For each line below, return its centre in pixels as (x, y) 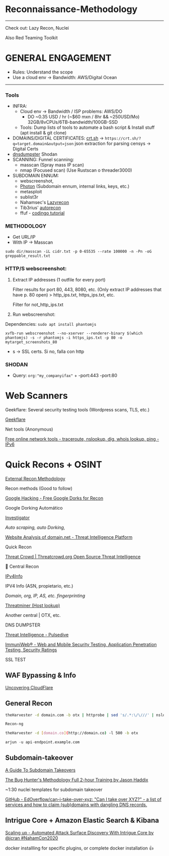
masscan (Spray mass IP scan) (52, 165)
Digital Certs (25, 149)
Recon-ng (14, 724)
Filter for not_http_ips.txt (38, 304)
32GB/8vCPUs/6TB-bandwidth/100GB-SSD (73, 122)
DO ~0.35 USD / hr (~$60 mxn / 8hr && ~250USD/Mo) (83, 117)
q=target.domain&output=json (43, 144)
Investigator (18, 518)
